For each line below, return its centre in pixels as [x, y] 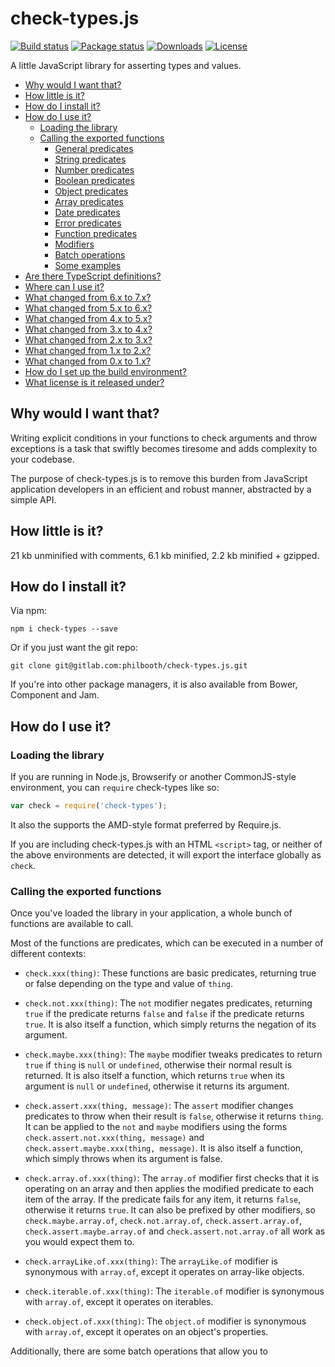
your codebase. [42, 459]
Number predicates [94, 169]
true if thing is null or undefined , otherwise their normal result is [158, 1065]
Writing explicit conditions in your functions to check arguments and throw [164, 438]
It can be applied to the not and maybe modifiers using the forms [156, 1127]
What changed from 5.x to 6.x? [88, 308]
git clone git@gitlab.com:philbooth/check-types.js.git [129, 666]
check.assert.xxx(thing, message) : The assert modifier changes [159, 1106]
